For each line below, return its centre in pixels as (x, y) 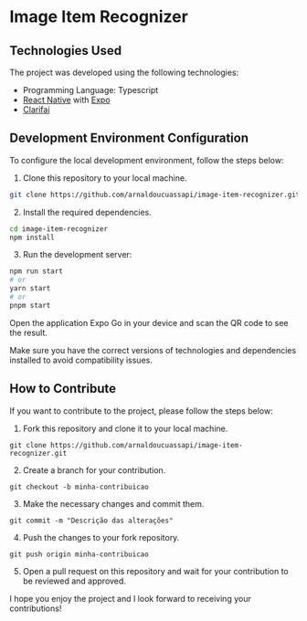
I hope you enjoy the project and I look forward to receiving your (130, 598)
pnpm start (30, 305)
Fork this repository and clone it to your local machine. (125, 428)
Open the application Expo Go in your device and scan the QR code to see (149, 322)
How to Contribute (63, 389)
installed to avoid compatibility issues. (81, 360)
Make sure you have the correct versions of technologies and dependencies (153, 350)
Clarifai (36, 110)
